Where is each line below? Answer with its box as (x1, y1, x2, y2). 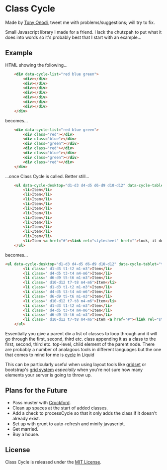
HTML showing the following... (5, 62, 68, 68)
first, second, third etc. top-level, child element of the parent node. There (5, 341, 155, 347)
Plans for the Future (5, 386, 68, 395)
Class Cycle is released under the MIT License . (5, 459, 102, 465)
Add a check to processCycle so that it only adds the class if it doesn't (12, 410, 157, 416)
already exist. (12, 415, 40, 421)
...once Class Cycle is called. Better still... (5, 173, 89, 179)
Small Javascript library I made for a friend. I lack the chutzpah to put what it (5, 29, 162, 35)
